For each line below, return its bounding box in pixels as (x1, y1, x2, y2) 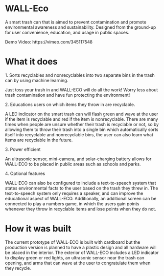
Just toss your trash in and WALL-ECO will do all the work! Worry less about (5, 86, 158, 93)
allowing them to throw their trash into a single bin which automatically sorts (5, 127, 159, 132)
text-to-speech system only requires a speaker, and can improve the (5, 190, 143, 196)
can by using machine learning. (5, 77, 69, 83)
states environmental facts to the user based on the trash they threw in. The (5, 185, 158, 191)
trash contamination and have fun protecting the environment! (5, 92, 130, 98)
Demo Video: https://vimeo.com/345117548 (5, 39, 93, 44)
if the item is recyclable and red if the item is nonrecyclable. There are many (5, 116, 158, 122)
